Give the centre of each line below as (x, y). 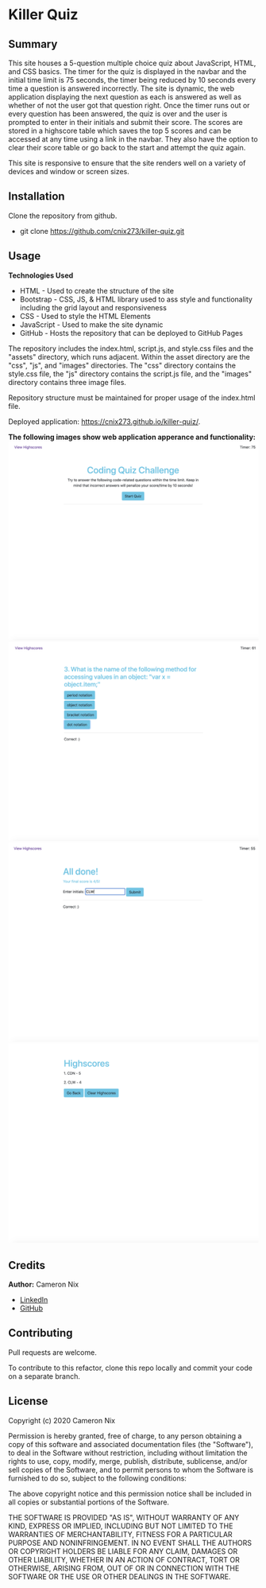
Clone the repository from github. (63, 216)
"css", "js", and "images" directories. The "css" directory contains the (122, 365)
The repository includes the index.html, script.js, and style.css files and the (131, 348)
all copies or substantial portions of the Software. (89, 1502)
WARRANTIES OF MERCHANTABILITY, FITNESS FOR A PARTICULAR (120, 1534)
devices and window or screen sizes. (69, 171)
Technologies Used (41, 275)
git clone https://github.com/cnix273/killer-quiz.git (102, 231)
